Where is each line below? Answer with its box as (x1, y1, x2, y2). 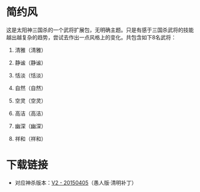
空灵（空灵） (14, 97, 46, 104)
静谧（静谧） (14, 59, 46, 66)
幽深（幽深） (14, 122, 46, 129)
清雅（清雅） (14, 46, 46, 54)
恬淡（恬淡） (14, 72, 46, 79)
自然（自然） (14, 84, 46, 91)
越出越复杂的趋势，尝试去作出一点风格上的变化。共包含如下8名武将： (6, 33, 177, 41)
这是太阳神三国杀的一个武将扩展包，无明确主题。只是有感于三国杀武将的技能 (6, 26, 194, 33)
